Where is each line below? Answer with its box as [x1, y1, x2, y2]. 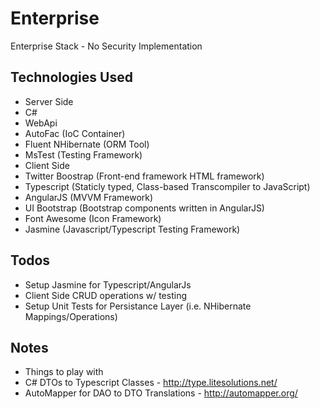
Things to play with [24, 366, 104, 378]
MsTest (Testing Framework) [24, 148, 143, 161]
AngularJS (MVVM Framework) [24, 191, 154, 203]
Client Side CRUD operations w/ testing [24, 289, 187, 301]
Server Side [24, 95, 74, 107]
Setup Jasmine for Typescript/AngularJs [24, 278, 192, 291]
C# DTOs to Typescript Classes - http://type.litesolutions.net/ [24, 377, 278, 389]
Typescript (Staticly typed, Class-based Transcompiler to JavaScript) [24, 180, 311, 192]
